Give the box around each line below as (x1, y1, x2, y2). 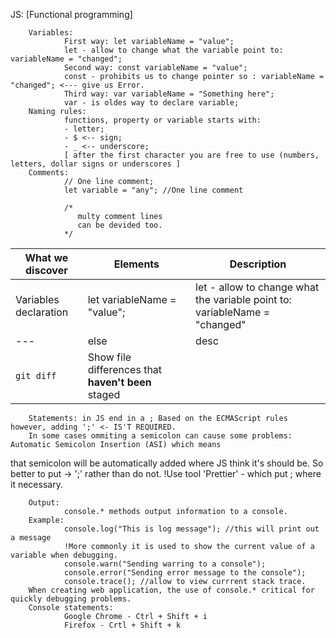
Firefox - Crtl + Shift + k (63, 620, 182, 630)
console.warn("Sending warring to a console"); (63, 559, 267, 569)
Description (229, 257, 287, 271)
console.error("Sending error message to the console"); (63, 568, 307, 578)
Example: (28, 515, 65, 525)
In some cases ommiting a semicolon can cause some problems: (28, 431, 293, 441)
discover (25, 264, 68, 277)
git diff (15, 370, 57, 381)
